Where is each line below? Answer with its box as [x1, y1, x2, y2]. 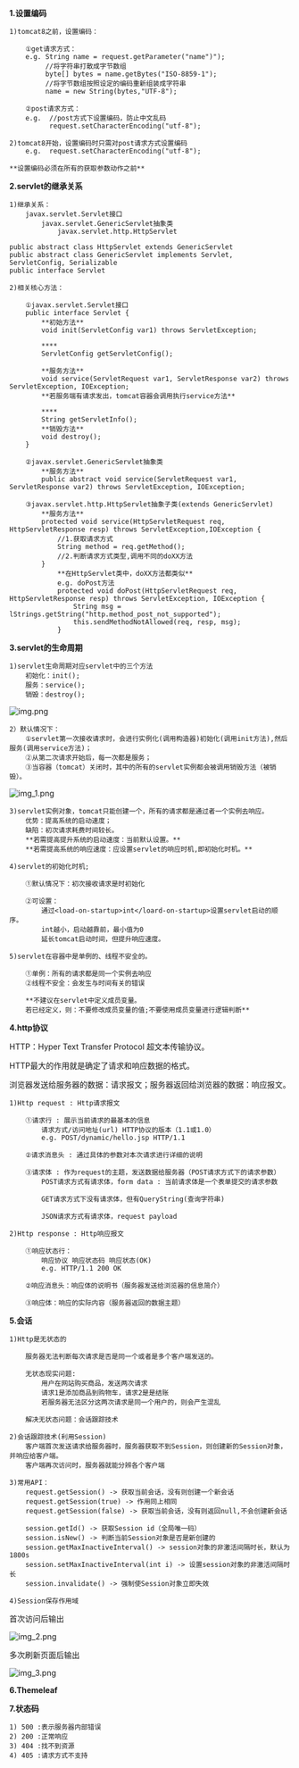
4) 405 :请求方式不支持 [9, 1751, 88, 1760]
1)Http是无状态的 [9, 1335, 67, 1344]
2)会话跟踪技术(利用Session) [9, 1432, 107, 1441]
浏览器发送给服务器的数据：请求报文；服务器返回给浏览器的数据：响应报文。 [9, 1080, 291, 1089]
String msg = [72, 602, 122, 611]
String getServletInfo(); [41, 415, 138, 424]
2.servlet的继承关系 [9, 181, 83, 191]
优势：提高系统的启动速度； [25, 816, 112, 825]
